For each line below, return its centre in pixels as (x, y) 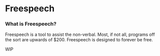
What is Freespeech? (31, 24)
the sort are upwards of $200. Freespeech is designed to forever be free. (79, 40)
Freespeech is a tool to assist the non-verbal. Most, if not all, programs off (80, 34)
